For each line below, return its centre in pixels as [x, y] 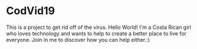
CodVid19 [30, 11]
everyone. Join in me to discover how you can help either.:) [78, 40]
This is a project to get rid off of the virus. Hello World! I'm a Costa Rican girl [99, 27]
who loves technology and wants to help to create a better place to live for [96, 33]
